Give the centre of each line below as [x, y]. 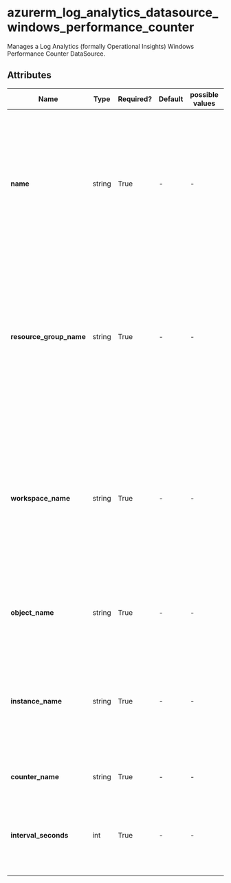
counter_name [35, 776]
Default [171, 99]
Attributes [29, 75]
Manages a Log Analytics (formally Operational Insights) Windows [101, 46]
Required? [135, 99]
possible [204, 94]
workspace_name [41, 498]
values [204, 103]
